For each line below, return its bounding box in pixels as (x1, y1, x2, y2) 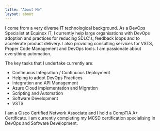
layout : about (5, 12, 34, 16)
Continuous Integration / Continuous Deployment (12, 69, 111, 75)
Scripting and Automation (12, 90, 64, 96)
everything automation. (5, 50, 52, 56)
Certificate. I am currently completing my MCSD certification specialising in (5, 115, 156, 121)
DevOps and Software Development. (5, 120, 78, 126)
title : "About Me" (5, 7, 42, 12)
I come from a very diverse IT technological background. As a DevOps (5, 25, 145, 31)
